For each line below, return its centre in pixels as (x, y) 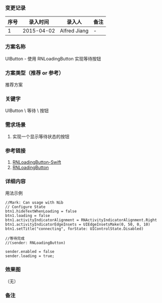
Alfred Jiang (74, 31)
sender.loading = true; (30, 256)
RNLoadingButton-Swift (37, 162)
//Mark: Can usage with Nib (34, 203)
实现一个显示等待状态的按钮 (41, 136)
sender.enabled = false (30, 252)
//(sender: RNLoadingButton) (35, 243)
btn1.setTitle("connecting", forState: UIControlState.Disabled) (74, 229)
